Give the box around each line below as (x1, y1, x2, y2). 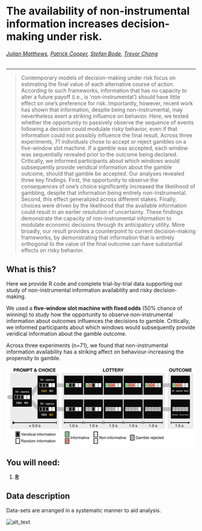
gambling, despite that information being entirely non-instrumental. (20, 189, 188, 197)
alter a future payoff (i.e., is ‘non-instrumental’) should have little (20, 93, 180, 100)
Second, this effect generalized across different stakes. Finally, (20, 195, 177, 203)
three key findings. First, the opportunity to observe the (20, 176, 158, 184)
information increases (6, 17, 119, 31)
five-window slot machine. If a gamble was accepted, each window (20, 144, 188, 152)
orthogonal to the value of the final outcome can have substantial (20, 241, 183, 248)
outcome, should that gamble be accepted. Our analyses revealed (20, 170, 185, 177)
